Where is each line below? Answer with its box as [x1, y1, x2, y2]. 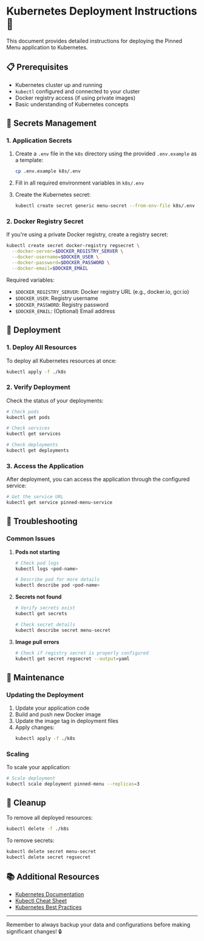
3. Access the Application [6, 461, 84, 470]
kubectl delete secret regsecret [6, 854, 91, 860]
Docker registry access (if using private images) [15, 94, 136, 101]
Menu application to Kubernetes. [6, 44, 88, 51]
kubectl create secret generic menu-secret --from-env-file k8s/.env [15, 203, 195, 209]
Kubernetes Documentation [15, 891, 84, 898]
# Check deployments [6, 442, 59, 448]
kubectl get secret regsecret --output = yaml [15, 656, 130, 662]
